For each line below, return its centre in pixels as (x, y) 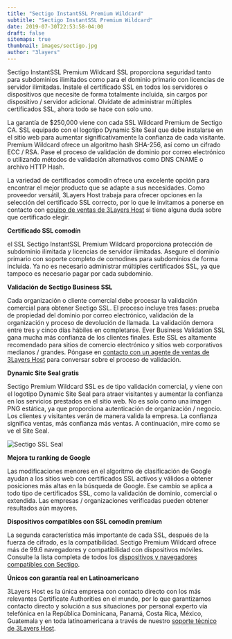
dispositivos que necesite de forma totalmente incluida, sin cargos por (107, 94)
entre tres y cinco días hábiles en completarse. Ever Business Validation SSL (116, 330)
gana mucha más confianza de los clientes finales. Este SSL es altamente (112, 337)
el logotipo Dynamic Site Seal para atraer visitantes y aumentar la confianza (115, 394)
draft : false (26, 33)
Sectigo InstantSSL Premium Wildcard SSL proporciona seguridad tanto (109, 72)
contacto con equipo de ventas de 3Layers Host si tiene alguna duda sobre (114, 210)
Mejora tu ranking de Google (49, 457)
